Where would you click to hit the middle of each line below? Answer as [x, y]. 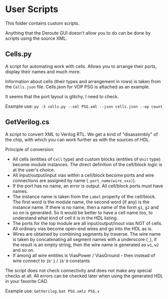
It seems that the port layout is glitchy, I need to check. [62, 96]
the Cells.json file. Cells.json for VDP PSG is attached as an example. [77, 87]
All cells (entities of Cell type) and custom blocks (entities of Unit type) [87, 159]
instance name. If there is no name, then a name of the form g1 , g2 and [86, 207]
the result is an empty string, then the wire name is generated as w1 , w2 [86, 245]
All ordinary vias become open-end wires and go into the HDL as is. [82, 229]
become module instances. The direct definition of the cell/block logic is [87, 164]
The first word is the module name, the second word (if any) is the [81, 202]
